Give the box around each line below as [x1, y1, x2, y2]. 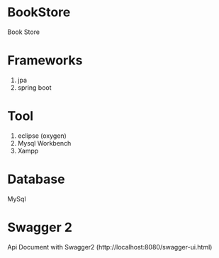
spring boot [17, 83, 52, 92]
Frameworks [7, 52, 83, 69]
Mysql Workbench [17, 139, 72, 147]
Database [7, 171, 65, 187]
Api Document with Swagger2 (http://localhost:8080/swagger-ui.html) [7, 242, 213, 251]
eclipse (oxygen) [17, 131, 67, 140]
